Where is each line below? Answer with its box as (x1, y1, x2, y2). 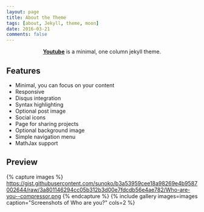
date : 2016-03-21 (6, 25, 50, 32)
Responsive (15, 88, 44, 95)
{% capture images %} (6, 173, 64, 181)
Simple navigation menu (15, 133, 76, 140)
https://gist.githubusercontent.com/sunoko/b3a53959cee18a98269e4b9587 (6, 179, 198, 187)
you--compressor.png (6, 192, 62, 200)
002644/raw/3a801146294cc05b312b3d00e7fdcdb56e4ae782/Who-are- (6, 186, 191, 193)
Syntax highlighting (15, 101, 64, 108)
